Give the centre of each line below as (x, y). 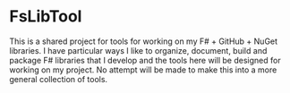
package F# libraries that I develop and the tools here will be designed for (145, 60)
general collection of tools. (59, 79)
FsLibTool (46, 17)
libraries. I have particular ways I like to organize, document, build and (138, 50)
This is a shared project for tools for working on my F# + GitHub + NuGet (144, 41)
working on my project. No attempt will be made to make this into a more (143, 70)
